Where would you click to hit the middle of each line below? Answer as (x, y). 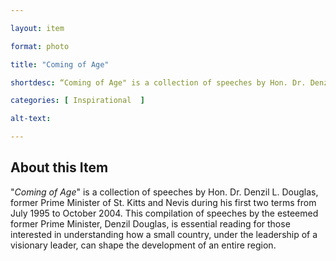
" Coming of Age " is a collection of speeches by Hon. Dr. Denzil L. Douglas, (164, 192)
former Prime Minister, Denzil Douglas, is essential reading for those (150, 223)
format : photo (40, 46)
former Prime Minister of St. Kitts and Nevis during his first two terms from (163, 202)
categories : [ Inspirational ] (77, 101)
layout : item (37, 28)
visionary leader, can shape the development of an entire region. (143, 245)
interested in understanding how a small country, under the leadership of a (164, 234)
